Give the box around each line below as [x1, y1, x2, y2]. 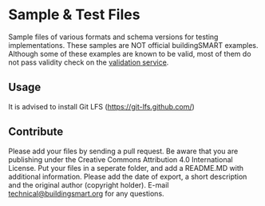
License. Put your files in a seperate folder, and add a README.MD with [8, 163, 244, 172]
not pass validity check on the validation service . [8, 57, 169, 67]
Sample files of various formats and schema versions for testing [8, 32, 219, 42]
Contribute [8, 125, 64, 139]
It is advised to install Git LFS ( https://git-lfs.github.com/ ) [8, 101, 196, 111]
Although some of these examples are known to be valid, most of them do [8, 49, 251, 58]
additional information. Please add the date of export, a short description [8, 172, 247, 181]
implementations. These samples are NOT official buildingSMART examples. [8, 40, 259, 50]
